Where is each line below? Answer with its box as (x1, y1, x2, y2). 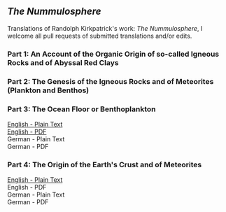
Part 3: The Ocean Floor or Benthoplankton (7, 104, 156, 114)
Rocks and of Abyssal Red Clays (7, 57, 119, 67)
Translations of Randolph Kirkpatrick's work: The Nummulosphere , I (7, 24, 203, 32)
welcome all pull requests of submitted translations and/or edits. (7, 31, 192, 40)
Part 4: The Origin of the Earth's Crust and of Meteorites (7, 160, 202, 169)
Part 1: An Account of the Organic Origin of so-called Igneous (7, 49, 220, 59)
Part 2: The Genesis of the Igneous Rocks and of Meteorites (7, 76, 214, 86)
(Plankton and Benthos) (7, 85, 90, 95)
